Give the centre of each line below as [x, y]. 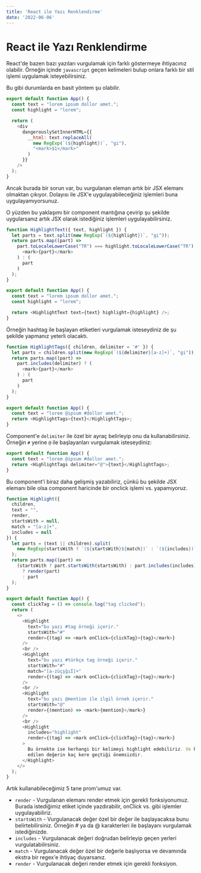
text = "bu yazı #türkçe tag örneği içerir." [83, 660]
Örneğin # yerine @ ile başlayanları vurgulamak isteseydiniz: [79, 442]
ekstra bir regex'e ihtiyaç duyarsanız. [60, 857]
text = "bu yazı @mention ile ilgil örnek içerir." [91, 699]
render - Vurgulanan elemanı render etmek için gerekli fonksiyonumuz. [102, 800]
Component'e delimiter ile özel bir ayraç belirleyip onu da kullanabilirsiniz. [98, 436]
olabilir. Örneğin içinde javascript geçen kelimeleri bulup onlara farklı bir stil [100, 70]
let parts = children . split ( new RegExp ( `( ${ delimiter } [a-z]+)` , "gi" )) [103, 352]
